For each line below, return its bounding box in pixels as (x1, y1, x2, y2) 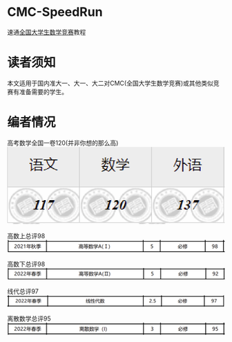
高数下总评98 (7, 260, 46, 268)
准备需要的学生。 (19, 87, 68, 96)
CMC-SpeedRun (7, 4, 103, 20)
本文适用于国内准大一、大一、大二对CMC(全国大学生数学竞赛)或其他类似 (7, 79, 214, 87)
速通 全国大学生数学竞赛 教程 (7, 28, 86, 36)
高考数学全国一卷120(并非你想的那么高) (7, 138, 119, 147)
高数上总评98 (7, 232, 46, 240)
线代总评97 (7, 287, 39, 295)
